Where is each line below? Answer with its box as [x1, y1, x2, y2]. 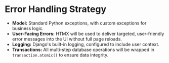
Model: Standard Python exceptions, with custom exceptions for [12, 20, 147, 26]
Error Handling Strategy [5, 3, 107, 15]
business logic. [12, 25, 44, 31]
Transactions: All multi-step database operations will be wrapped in [12, 46, 155, 52]
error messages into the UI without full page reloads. [12, 36, 122, 42]
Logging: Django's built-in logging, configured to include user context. [12, 41, 160, 47]
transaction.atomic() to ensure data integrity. [12, 51, 109, 58]
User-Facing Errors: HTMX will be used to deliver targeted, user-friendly [12, 30, 164, 36]
